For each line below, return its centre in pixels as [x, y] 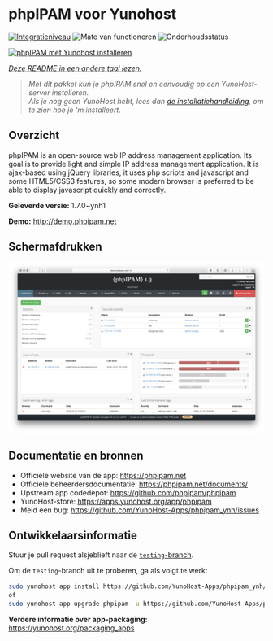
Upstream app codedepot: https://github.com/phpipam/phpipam [128, 492]
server [39, 92]
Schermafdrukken [55, 247]
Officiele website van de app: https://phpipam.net [103, 475]
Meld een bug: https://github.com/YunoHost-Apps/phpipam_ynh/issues [140, 510]
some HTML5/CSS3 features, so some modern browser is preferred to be [131, 181]
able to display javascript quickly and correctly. [87, 190]
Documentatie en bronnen [76, 456]
